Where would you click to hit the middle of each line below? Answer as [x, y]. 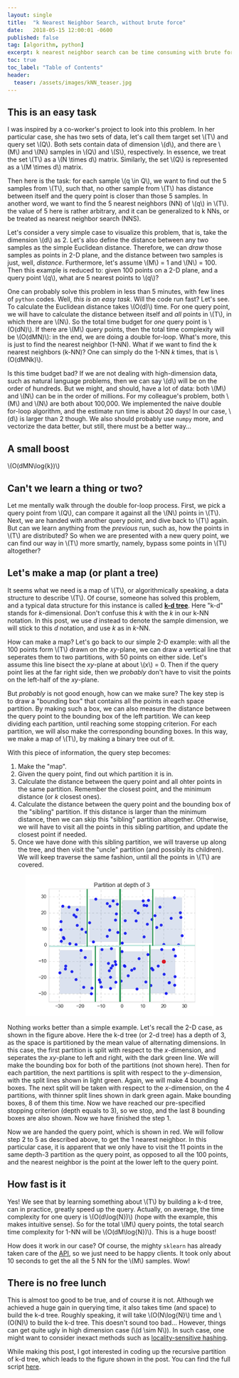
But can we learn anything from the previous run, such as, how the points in [118, 528]
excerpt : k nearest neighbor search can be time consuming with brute [114, 53]
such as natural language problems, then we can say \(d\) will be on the [112, 381]
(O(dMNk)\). [25, 360]
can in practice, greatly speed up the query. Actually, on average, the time [116, 1209]
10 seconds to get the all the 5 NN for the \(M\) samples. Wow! [99, 1261]
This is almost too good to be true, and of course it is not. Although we [111, 1300]
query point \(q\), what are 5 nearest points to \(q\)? [83, 278]
